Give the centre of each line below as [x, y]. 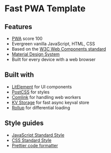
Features [18, 27]
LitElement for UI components [42, 87]
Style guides [24, 123]
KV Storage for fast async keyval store [50, 102]
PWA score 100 [27, 38]
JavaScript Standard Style [38, 135]
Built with [19, 75]
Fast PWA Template [45, 9]
